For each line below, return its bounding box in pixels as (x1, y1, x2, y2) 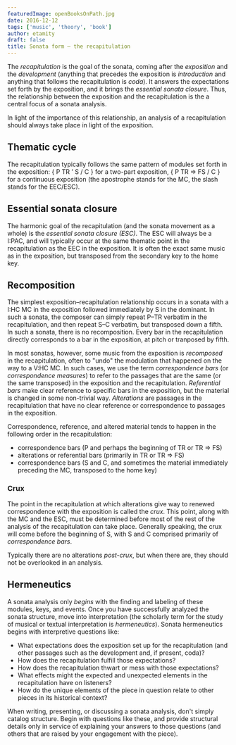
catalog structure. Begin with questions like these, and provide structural (7, 714, 218, 722)
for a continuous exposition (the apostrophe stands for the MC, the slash (7, 175, 218, 183)
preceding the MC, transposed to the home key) (17, 466, 157, 475)
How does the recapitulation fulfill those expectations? (17, 656, 176, 664)
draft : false (7, 37, 46, 44)
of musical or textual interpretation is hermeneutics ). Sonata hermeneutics (7, 620, 223, 628)
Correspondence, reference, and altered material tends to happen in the (7, 422, 216, 431)
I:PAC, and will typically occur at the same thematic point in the (7, 237, 190, 245)
